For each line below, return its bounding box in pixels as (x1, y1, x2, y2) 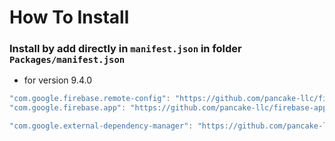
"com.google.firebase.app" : (9, 103, 127, 113)
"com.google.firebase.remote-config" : (9, 94, 171, 104)
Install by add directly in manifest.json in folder (9, 42, 242, 56)
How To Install (9, 6, 130, 29)
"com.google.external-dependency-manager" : (9, 121, 194, 131)
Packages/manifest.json (9, 54, 126, 66)
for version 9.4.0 (23, 74, 93, 86)
